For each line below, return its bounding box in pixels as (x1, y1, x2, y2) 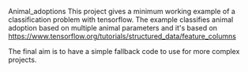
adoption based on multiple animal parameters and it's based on (8, 23, 218, 32)
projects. (8, 55, 37, 64)
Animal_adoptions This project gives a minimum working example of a (8, 7, 235, 16)
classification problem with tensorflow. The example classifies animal (8, 15, 234, 24)
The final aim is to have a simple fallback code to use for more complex (8, 47, 240, 56)
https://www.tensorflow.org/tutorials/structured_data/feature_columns (8, 31, 237, 41)
